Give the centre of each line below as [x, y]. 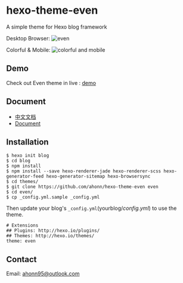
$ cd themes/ [22, 182]
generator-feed [25, 177]
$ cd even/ [20, 192]
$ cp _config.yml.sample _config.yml [53, 197]
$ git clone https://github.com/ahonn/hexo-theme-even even [83, 187]
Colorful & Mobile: [28, 50]
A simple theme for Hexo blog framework [57, 27]
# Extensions [22, 226]
